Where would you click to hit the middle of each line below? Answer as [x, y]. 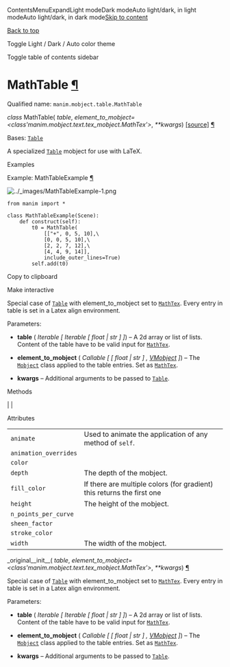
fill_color [28, 488]
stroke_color [32, 533]
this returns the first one [123, 493]
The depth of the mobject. [126, 473]
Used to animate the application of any [146, 434]
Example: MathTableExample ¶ [50, 177]
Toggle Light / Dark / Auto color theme [61, 44]
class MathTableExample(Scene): [53, 216]
